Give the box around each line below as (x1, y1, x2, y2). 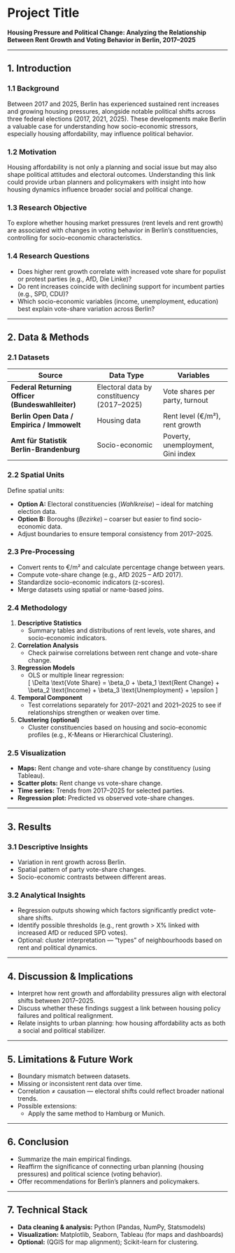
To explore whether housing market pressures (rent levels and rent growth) (7, 219, 224, 227)
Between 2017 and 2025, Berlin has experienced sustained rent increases (7, 100, 220, 108)
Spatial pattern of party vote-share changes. (17, 866, 146, 874)
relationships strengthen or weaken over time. (27, 708, 161, 717)
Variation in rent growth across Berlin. (17, 858, 127, 866)
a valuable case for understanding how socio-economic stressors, (7, 121, 199, 131)
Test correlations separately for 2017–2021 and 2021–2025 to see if (27, 701, 222, 710)
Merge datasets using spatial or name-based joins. (17, 585, 164, 594)
